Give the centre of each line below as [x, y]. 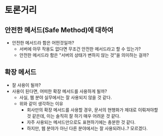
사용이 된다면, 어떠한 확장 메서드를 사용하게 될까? [59, 91]
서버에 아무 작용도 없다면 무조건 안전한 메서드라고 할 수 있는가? [80, 49]
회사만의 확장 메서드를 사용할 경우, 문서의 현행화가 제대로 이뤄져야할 [92, 110]
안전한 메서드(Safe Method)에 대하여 [59, 30]
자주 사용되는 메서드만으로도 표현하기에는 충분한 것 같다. [81, 122]
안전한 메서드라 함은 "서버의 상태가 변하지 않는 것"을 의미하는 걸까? [84, 55]
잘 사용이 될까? [26, 85]
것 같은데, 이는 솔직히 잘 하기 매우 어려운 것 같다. [74, 116]
